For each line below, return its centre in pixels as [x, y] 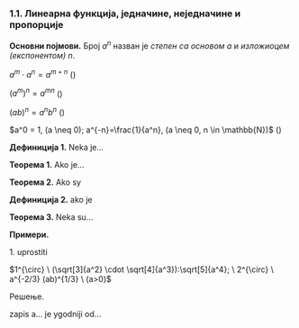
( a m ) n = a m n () [36, 93]
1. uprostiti [28, 251]
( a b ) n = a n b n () [37, 111]
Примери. [29, 234]
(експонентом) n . [42, 55]
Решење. [27, 296]
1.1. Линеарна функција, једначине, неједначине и [125, 14]
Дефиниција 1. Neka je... [57, 147]
